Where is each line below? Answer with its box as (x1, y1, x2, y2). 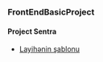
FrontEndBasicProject (7, 6, 95, 18)
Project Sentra (7, 27, 57, 36)
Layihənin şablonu (19, 44, 80, 54)
